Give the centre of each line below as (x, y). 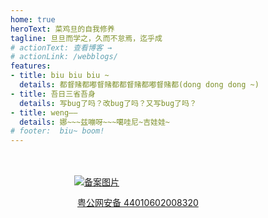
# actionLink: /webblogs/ (64, 57)
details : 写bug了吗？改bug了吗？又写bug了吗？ (108, 103)
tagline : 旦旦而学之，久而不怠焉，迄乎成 (86, 38)
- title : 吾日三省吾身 (53, 94)
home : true (33, 19)
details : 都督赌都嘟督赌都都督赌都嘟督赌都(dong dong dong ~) (139, 85)
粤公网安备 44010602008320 (138, 203)
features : (31, 66)
